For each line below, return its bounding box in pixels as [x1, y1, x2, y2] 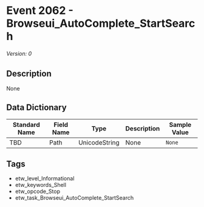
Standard [12, 120, 41, 129]
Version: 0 [6, 50, 32, 57]
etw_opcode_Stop [15, 188, 61, 195]
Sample [169, 120, 192, 129]
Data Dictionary [6, 103, 67, 113]
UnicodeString [78, 138, 120, 146]
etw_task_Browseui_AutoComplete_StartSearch [15, 194, 134, 202]
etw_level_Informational [15, 175, 75, 182]
